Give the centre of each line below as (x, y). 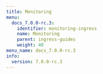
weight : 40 (30, 45)
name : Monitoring (38, 34)
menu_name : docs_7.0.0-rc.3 (41, 51)
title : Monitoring (29, 12)
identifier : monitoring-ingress (57, 28)
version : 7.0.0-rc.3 (37, 61)
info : (13, 56)
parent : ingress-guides (46, 39)
